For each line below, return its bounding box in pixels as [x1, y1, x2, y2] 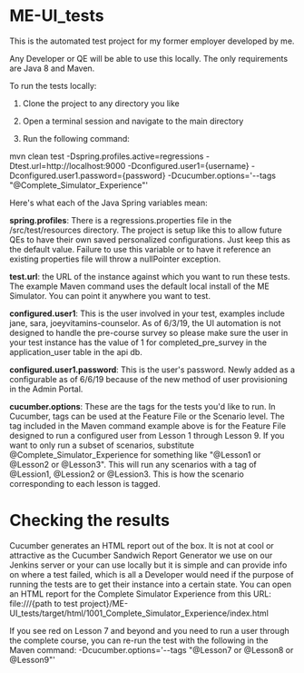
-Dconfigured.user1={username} [127, 160, 250, 171]
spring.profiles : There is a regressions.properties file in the [9, 214, 232, 225]
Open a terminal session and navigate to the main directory [22, 115, 244, 126]
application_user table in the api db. [9, 346, 142, 357]
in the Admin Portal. [9, 383, 83, 394]
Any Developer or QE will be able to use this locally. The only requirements [9, 53, 289, 64]
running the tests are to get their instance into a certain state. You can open [9, 579, 292, 589]
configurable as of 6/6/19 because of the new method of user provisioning [9, 373, 288, 384]
